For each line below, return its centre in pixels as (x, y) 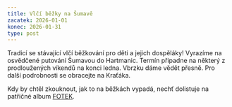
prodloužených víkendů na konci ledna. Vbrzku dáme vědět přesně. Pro (111, 68)
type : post (23, 33)
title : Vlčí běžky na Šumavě (50, 14)
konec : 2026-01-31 (34, 27)
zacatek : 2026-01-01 (38, 20)
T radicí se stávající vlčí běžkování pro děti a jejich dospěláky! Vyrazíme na (115, 53)
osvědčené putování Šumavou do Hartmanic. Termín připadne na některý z (116, 61)
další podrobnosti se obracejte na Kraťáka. (69, 76)
